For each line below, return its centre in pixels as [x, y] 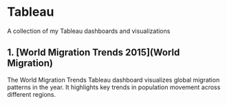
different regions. [32, 94]
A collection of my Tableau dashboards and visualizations [89, 31]
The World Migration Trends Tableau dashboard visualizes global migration [113, 80]
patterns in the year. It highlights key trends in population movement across [114, 87]
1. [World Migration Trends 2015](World [94, 52]
